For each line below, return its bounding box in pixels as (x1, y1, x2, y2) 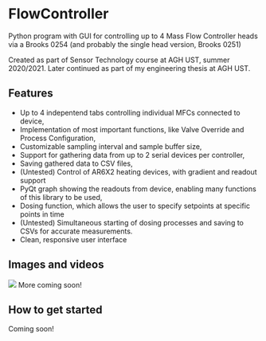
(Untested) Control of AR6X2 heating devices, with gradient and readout (19, 167, 257, 176)
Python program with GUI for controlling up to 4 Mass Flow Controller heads (8, 31, 259, 41)
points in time (19, 209, 65, 219)
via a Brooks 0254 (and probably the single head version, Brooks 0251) (8, 39, 241, 49)
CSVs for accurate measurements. (19, 226, 133, 236)
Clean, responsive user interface (19, 234, 127, 244)
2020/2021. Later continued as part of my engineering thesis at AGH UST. (8, 63, 251, 73)
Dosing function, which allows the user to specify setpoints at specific (19, 201, 251, 210)
